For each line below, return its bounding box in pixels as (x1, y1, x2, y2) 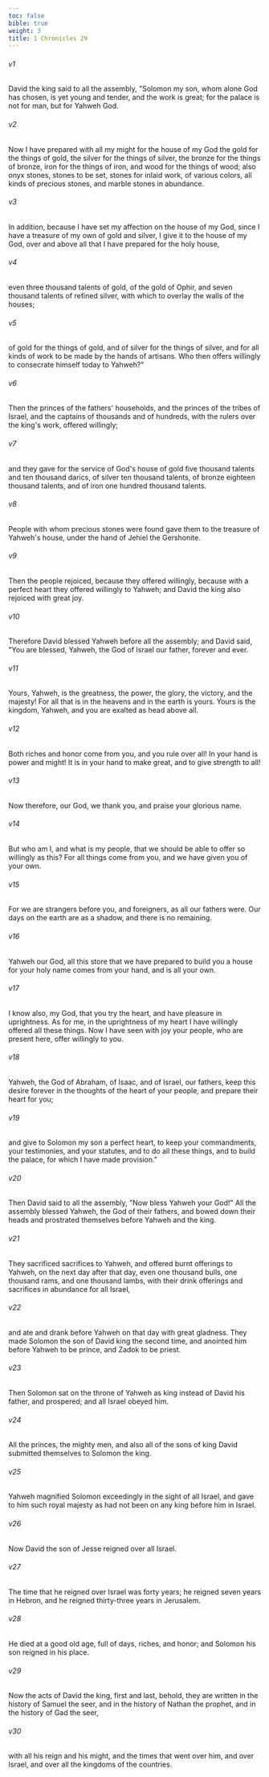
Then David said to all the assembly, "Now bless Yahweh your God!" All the (8, 1198, 257, 1207)
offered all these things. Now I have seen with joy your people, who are (8, 1025, 243, 1035)
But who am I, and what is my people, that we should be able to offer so (8, 844, 246, 854)
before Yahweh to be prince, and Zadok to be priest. (8, 1344, 181, 1354)
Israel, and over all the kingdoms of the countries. (8, 1759, 173, 1770)
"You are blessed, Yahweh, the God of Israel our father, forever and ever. (8, 645, 249, 655)
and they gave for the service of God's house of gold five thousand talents (8, 463, 255, 473)
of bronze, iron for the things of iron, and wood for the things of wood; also (8, 162, 257, 171)
